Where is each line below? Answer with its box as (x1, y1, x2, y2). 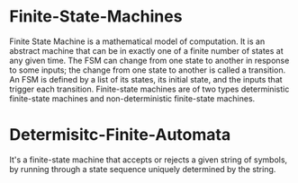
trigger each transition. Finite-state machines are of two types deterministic (9, 83, 290, 94)
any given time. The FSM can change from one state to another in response (9, 55, 290, 65)
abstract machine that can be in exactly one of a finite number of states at (9, 45, 284, 56)
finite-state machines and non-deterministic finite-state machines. (9, 92, 256, 104)
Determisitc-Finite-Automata (9, 125, 231, 145)
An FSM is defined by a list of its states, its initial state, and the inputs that (9, 74, 283, 84)
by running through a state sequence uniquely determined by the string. (9, 163, 276, 174)
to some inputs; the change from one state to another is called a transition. (9, 65, 286, 75)
